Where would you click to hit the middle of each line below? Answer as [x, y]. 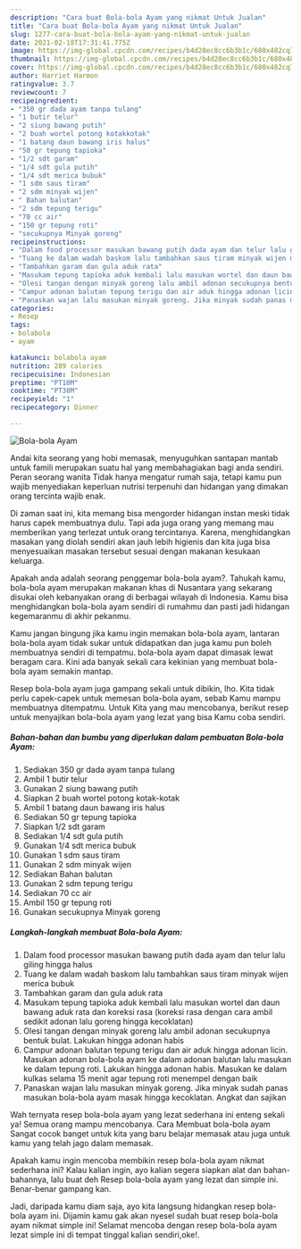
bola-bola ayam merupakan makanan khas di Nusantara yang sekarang [142, 587]
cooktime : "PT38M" [44, 391]
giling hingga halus [58, 964]
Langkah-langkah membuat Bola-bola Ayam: [96, 932]
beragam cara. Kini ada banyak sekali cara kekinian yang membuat [134, 661]
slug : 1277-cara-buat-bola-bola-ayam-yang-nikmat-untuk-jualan [130, 34]
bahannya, [29, 1179]
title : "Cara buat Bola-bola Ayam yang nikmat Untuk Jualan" [126, 26]
